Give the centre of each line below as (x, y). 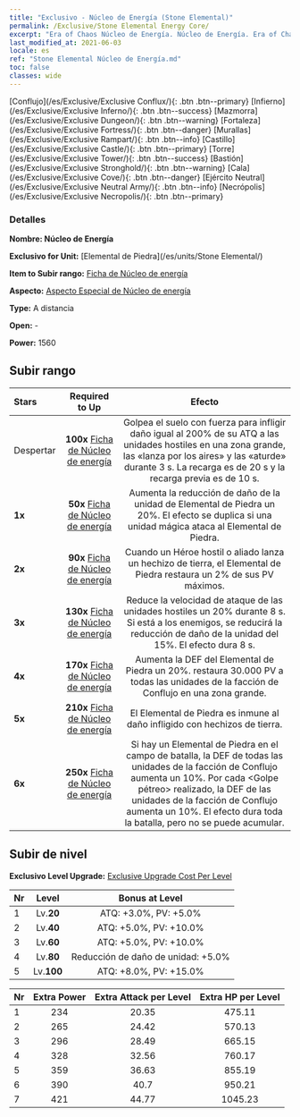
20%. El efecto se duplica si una (204, 515)
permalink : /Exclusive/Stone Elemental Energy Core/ (109, 26)
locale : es (29, 51)
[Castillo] (219, 139)
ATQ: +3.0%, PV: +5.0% (150, 913)
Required (90, 396)
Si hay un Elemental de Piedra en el (204, 744)
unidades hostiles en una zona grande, (204, 444)
